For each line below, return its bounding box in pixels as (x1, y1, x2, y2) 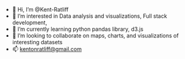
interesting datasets (12, 39, 63, 45)
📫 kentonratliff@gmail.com (12, 45, 82, 52)
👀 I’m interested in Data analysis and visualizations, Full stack (12, 12, 167, 20)
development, (12, 19, 47, 26)
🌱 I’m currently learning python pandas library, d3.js (12, 25, 144, 33)
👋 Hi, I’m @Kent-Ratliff (12, 6, 69, 13)
